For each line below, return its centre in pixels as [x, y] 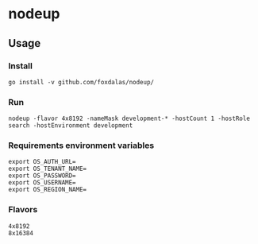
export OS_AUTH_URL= [42, 162]
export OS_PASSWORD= [42, 176]
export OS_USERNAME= [42, 183]
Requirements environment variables [81, 145]
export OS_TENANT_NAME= [48, 169]
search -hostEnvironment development [71, 126]
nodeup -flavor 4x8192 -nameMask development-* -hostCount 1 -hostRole [129, 119]
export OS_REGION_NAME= [48, 190]
